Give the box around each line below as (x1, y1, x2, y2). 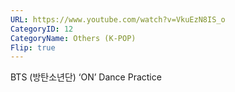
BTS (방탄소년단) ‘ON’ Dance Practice (10, 71, 162, 83)
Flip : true (10, 42, 56, 53)
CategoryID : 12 (10, 24, 74, 34)
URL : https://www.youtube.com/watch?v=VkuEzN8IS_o (10, 14, 226, 25)
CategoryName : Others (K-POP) (10, 33, 137, 43)
